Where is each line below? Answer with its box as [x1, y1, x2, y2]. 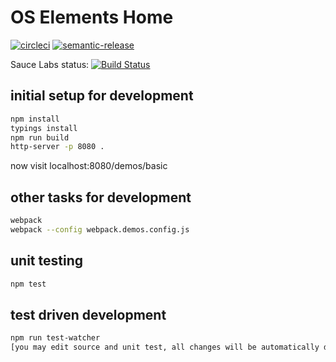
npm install [10, 114, 60, 124]
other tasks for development [10, 189, 192, 206]
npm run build [10, 132, 70, 143]
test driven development [10, 306, 167, 323]
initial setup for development [10, 87, 194, 105]
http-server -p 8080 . [10, 142, 105, 152]
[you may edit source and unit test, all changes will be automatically [10, 342, 320, 353]
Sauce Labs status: [10, 58, 90, 70]
